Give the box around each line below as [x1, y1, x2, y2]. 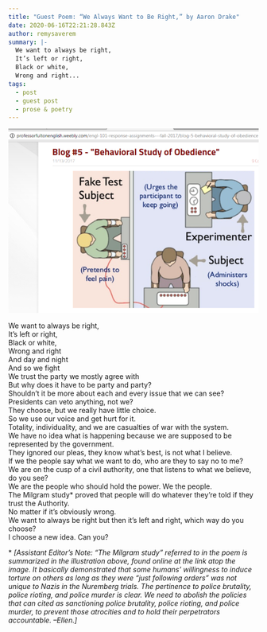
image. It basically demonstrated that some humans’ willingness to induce [8, 565, 253, 575]
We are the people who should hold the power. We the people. [8, 482, 213, 491]
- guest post [15, 96, 59, 105]
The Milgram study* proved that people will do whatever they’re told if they [8, 490, 254, 500]
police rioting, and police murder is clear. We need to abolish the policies [8, 590, 247, 600]
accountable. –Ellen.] [8, 615, 78, 625]
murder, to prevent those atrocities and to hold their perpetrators [8, 607, 221, 617]
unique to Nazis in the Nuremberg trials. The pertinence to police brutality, [8, 582, 252, 591]
